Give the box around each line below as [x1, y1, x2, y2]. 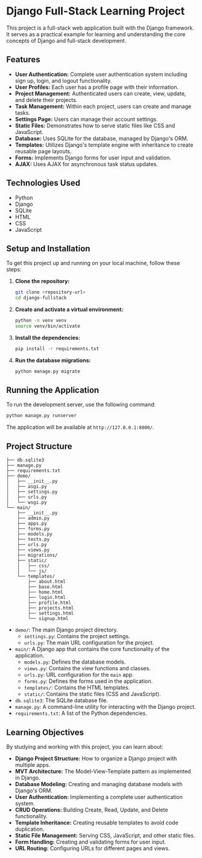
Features [6, 54, 40, 65]
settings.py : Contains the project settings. [24, 633, 131, 640]
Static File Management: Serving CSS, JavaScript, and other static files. [14, 831, 195, 839]
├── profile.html [28, 600, 71, 606]
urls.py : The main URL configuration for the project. [24, 639, 154, 647]
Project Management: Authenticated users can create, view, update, [14, 89, 186, 97]
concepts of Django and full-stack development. [6, 37, 127, 44]
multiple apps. [14, 761, 51, 768]
